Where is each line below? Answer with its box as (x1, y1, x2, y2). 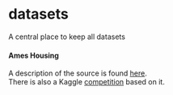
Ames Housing (8, 50, 59, 60)
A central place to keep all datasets (8, 32, 125, 41)
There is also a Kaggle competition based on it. (8, 77, 166, 87)
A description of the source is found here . (8, 68, 147, 78)
